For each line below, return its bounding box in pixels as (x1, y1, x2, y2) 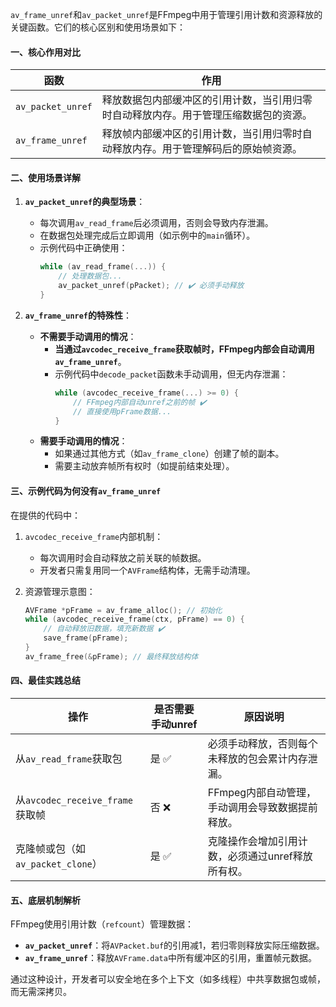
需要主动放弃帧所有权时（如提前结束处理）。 (54, 460, 235, 472)
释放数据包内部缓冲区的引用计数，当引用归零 (101, 93, 313, 107)
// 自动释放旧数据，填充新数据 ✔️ (43, 624, 165, 634)
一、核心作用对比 (10, 46, 81, 58)
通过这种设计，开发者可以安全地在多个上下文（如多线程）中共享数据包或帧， (10, 973, 326, 985)
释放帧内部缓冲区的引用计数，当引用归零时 (101, 127, 303, 141)
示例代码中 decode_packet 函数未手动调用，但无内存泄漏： (54, 368, 289, 380)
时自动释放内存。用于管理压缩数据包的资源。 (101, 108, 313, 122)
